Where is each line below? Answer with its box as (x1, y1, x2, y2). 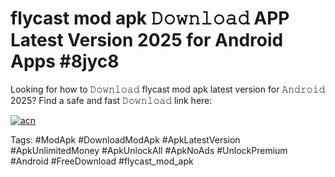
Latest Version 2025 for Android (10, 29, 284, 52)
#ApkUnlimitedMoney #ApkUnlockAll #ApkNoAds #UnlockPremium (10, 144, 288, 156)
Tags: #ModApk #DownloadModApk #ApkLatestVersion (10, 133, 241, 146)
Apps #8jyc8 (10, 50, 120, 73)
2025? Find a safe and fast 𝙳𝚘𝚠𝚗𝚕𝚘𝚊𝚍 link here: (10, 94, 213, 106)
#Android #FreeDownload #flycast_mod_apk (10, 155, 194, 167)
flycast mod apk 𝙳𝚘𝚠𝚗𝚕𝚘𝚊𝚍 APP (10, 7, 290, 30)
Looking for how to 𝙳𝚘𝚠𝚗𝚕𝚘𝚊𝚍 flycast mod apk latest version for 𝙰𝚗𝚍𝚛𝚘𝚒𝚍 (10, 83, 326, 95)
